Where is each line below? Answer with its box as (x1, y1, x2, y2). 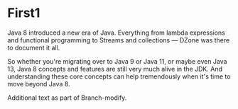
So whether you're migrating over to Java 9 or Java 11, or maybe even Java (7, 57, 227, 65)
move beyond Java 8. (7, 79, 70, 88)
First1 (7, 5, 40, 21)
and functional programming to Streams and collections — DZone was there (7, 35, 230, 44)
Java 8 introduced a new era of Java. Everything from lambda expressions (7, 28, 225, 37)
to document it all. (7, 43, 60, 52)
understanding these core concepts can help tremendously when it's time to (7, 72, 231, 81)
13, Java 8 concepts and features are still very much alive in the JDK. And (7, 64, 222, 73)
